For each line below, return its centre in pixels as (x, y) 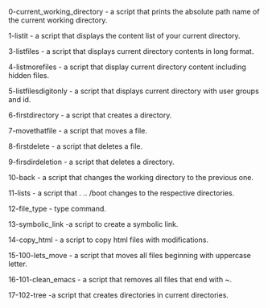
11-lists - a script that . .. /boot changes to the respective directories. (122, 193)
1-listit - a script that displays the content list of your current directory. (124, 36)
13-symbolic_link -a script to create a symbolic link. (93, 224)
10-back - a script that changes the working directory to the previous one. (131, 177)
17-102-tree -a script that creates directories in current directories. (119, 295)
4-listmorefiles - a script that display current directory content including (128, 67)
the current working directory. (58, 20)
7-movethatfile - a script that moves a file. (78, 131)
